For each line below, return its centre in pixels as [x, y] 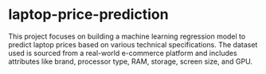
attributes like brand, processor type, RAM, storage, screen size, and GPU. [131, 61]
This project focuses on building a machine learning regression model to [127, 36]
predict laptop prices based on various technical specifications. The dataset [133, 44]
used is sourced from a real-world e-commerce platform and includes [123, 53]
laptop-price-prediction [88, 15]
